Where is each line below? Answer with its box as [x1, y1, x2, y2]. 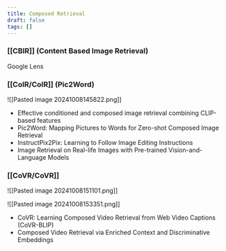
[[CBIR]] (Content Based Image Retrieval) [7, 46, 149, 56]
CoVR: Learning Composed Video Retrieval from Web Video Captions [17, 213, 216, 222]
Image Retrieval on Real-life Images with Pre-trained [17, 146, 167, 154]
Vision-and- [168, 146, 203, 154]
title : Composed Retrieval [7, 10, 86, 17]
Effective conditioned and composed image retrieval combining [17, 109, 200, 117]
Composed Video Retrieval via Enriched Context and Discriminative [17, 228, 210, 237]
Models [47, 153, 70, 161]
